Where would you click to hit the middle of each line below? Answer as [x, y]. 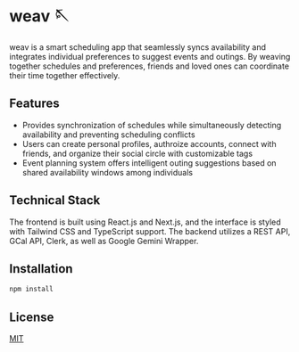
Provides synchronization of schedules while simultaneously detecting [152, 125]
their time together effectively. [65, 75]
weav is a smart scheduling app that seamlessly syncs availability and [137, 47]
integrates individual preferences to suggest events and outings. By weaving [150, 56]
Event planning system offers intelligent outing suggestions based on [149, 163]
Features [34, 104]
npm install [31, 290]
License [32, 317]
